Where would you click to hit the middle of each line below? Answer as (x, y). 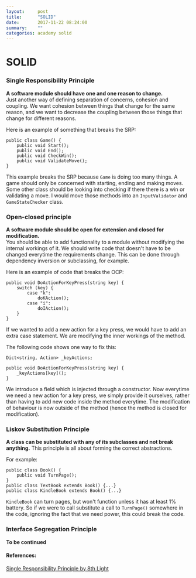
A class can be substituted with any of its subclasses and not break (90, 442)
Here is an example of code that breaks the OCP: (65, 272)
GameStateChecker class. (35, 201)
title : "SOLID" (31, 17)
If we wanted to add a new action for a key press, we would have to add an (96, 329)
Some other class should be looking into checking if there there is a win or (96, 189)
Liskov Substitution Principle (48, 429)
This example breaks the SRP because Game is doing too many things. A (92, 177)
